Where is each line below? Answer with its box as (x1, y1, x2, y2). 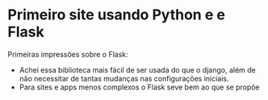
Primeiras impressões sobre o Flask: (7, 49, 128, 59)
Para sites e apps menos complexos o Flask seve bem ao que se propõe (19, 82, 260, 92)
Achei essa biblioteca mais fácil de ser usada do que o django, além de (19, 65, 256, 74)
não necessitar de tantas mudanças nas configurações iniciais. (19, 73, 229, 83)
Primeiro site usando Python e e (7, 6, 225, 24)
